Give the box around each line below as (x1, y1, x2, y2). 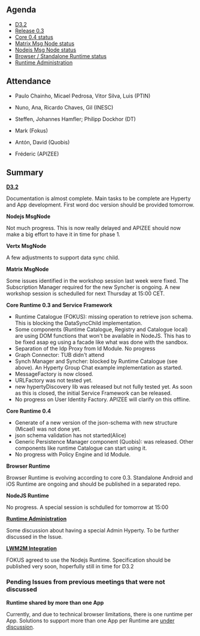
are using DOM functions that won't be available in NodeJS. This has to (14, 332, 191, 340)
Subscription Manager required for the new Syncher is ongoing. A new (6, 284, 181, 291)
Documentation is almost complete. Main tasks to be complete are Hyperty (6, 195, 191, 202)
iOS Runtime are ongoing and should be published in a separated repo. (6, 480, 181, 487)
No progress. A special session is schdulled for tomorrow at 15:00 (6, 504, 169, 511)
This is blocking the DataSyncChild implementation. (14, 320, 143, 327)
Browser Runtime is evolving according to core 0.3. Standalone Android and (6, 474, 193, 481)
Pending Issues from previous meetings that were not (6, 578, 166, 586)
